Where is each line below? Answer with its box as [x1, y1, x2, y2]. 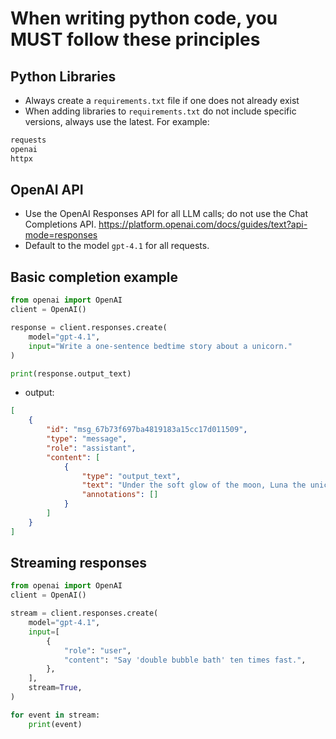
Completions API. [24, 218, 97, 231]
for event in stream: [10, 710, 101, 720]
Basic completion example [10, 268, 179, 286]
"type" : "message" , [46, 434, 128, 444]
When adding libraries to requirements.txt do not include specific [24, 105, 297, 117]
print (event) [28, 719, 83, 729]
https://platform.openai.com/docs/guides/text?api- [98, 218, 308, 231]
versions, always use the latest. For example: [24, 116, 210, 127]
